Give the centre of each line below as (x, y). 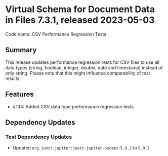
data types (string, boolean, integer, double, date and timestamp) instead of (84, 67)
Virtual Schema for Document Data (80, 9)
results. (13, 78)
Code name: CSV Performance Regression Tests (56, 34)
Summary (21, 50)
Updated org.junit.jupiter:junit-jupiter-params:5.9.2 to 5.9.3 (81, 148)
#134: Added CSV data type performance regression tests (73, 106)
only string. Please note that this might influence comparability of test (78, 73)
